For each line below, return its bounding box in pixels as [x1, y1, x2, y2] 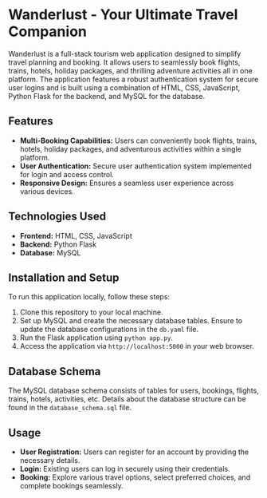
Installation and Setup [8, 271, 120, 284]
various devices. [19, 186, 74, 196]
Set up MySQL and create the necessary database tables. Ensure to [19, 316, 243, 326]
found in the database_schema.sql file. [8, 403, 132, 413]
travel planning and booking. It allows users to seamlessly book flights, [8, 57, 241, 67]
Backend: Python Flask [19, 239, 97, 249]
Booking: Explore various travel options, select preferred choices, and [19, 472, 251, 482]
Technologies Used [8, 210, 106, 223]
